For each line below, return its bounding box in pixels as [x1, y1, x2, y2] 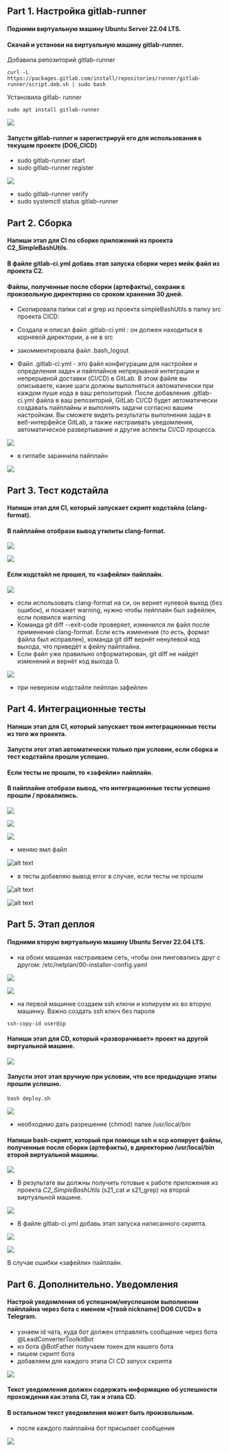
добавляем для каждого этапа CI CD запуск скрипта [17, 1356, 173, 1365]
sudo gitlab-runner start [17, 156, 85, 164]
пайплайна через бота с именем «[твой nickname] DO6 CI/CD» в [7, 1305, 201, 1313]
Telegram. [7, 1312, 37, 1321]
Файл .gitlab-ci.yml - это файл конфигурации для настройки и [17, 360, 198, 368]
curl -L [7, 69, 30, 76]
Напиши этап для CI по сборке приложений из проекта [7, 237, 173, 245]
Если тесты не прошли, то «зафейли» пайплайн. [7, 768, 153, 777]
